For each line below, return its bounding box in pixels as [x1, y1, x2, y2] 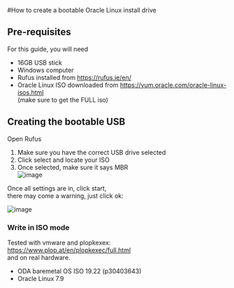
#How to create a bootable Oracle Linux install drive [7, 6, 157, 14]
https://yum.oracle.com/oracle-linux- [119, 81, 227, 89]
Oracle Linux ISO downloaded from [17, 81, 119, 89]
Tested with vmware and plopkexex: [7, 238, 111, 247]
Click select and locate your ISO [17, 156, 110, 164]
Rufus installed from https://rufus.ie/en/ [17, 73, 131, 81]
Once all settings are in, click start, [7, 184, 107, 192]
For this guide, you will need [7, 45, 89, 53]
